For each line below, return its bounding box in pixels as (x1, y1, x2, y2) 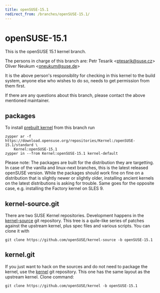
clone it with (5, 228, 30, 234)
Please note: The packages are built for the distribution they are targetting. (5, 160, 154, 165)
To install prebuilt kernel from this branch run (5, 125, 95, 130)
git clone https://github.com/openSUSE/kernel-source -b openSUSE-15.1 (5, 238, 153, 242)
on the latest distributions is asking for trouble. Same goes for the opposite (5, 181, 154, 186)
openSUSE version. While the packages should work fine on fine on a (5, 170, 144, 176)
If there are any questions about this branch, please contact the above (5, 92, 145, 98)
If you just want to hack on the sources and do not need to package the (5, 263, 148, 269)
